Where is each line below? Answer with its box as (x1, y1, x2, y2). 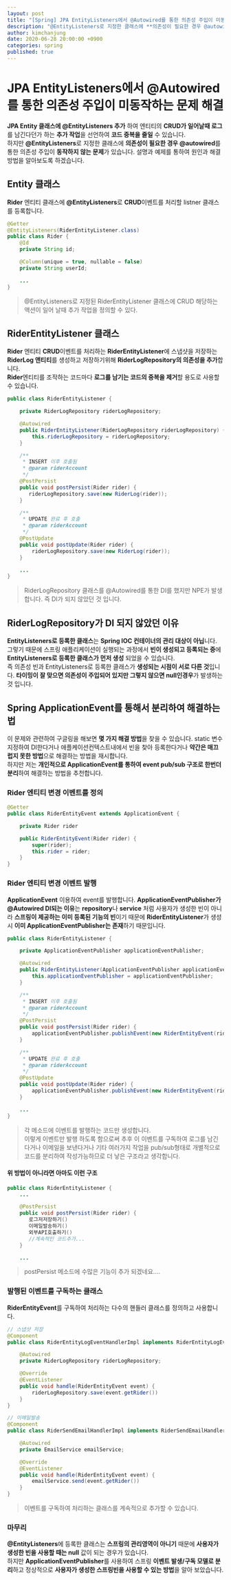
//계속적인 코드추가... (28, 1235, 85, 1242)
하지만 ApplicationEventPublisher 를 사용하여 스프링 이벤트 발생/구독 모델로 (7, 1557, 214, 1566)
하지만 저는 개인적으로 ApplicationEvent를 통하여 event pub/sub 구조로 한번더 (7, 760, 222, 769)
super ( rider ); (32, 842, 72, 849)
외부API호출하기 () (28, 1228, 73, 1236)
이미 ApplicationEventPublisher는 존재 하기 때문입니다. (14, 921, 166, 929)
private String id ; (19, 246, 76, 253)
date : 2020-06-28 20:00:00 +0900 (7, 36, 103, 43)
